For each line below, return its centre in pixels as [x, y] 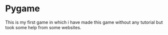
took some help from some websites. [43, 27]
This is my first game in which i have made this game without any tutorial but [84, 22]
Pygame [22, 9]
